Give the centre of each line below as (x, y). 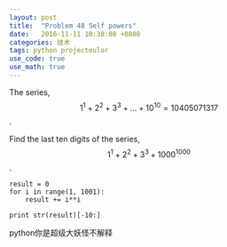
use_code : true (37, 59)
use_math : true (37, 68)
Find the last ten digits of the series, (74, 139)
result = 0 (29, 184)
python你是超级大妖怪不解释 (61, 233)
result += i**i (53, 200)
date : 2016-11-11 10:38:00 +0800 (75, 34)
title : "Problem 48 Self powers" (73, 26)
